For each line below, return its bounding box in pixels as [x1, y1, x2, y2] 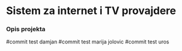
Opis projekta [6, 25, 46, 33]
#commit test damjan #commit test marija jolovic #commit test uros [6, 38, 170, 45]
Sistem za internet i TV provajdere [6, 4, 177, 18]
